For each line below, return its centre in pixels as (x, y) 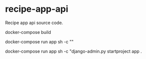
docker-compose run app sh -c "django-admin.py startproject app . (73, 51)
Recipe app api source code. (34, 23)
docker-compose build (28, 32)
